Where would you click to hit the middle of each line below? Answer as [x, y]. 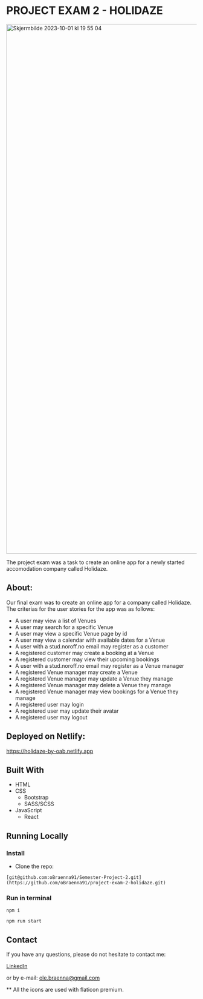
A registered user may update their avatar [67, 711]
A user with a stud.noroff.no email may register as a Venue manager [99, 665]
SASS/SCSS [39, 804]
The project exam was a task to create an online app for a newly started [95, 562]
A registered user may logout [51, 717]
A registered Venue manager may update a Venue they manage [94, 678]
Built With [25, 770]
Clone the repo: [34, 866]
